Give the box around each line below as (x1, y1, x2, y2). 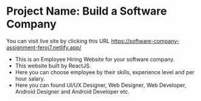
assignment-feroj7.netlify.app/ (6, 44, 82, 51)
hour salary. (15, 75, 46, 82)
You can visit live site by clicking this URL (6, 37, 110, 44)
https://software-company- (111, 37, 180, 44)
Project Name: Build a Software (6, 4, 167, 18)
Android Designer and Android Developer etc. (15, 88, 130, 95)
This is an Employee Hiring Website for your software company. (15, 55, 175, 63)
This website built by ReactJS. (15, 62, 91, 69)
